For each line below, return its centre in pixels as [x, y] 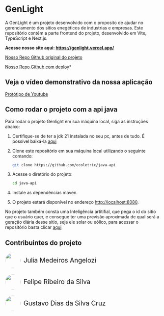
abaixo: [13, 127]
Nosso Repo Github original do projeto [44, 57]
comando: [22, 156]
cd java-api [24, 183]
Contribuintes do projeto [43, 243]
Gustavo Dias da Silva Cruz [65, 303]
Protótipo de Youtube [27, 94]
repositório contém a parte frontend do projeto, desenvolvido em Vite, [76, 33]
